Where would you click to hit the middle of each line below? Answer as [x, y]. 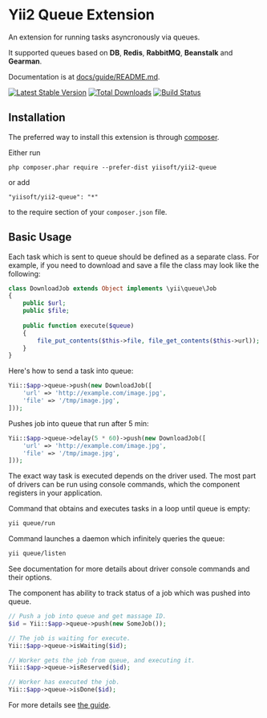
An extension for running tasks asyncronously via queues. [104, 37]
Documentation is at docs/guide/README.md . [84, 76]
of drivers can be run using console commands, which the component [124, 485]
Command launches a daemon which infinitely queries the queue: [117, 539]
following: [24, 273]
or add [19, 182]
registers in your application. [55, 493]
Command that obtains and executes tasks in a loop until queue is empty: [129, 509]
